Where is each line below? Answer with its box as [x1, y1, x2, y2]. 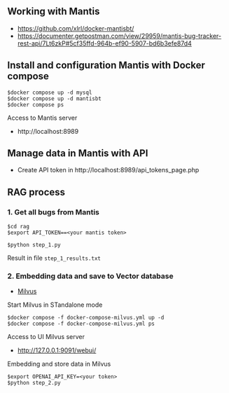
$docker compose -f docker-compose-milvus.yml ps [7, 320, 155, 328]
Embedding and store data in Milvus [7, 360, 111, 368]
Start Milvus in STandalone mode [7, 301, 103, 309]
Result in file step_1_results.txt [7, 254, 102, 262]
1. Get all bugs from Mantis [7, 207, 100, 216]
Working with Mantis [7, 6, 100, 18]
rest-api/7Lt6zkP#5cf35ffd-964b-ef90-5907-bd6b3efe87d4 [17, 39, 193, 48]
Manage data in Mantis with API [7, 147, 148, 160]
